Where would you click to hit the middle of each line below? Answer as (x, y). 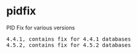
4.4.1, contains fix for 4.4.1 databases (69, 39)
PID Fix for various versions (41, 28)
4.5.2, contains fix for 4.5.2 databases (69, 45)
